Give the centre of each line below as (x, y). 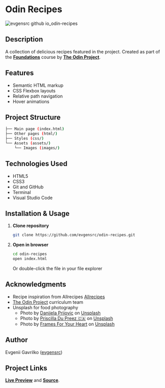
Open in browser (30, 245)
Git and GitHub (28, 187)
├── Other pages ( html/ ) (31, 134)
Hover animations (31, 101)
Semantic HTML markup (38, 85)
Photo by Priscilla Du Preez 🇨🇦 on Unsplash (67, 318)
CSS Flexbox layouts (34, 90)
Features (19, 73)
